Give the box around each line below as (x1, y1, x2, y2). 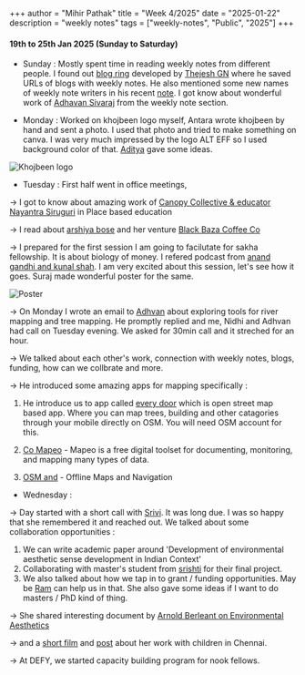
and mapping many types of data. (22, 455, 150, 465)
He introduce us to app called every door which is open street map (22, 398, 274, 409)
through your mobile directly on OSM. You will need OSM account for (22, 417, 282, 428)
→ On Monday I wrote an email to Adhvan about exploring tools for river (9, 306, 279, 317)
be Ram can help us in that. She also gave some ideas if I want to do (22, 583, 280, 594)
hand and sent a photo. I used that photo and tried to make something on (22, 125, 297, 136)
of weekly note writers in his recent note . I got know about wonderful (22, 87, 282, 98)
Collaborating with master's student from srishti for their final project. (22, 564, 283, 575)
